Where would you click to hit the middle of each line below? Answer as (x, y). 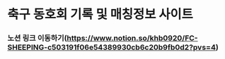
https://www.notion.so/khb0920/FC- (132, 38)
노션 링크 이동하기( (37, 38)
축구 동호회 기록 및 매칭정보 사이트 (100, 14)
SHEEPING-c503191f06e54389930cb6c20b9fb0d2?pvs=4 (111, 48)
